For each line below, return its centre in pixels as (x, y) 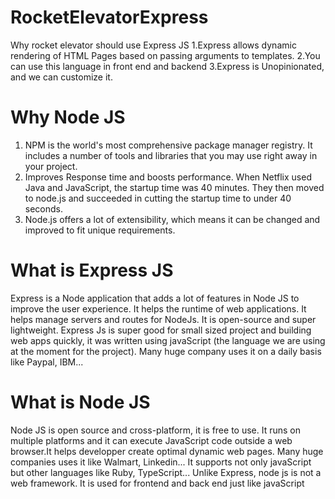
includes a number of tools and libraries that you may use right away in (171, 155)
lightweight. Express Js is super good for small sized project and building (161, 330)
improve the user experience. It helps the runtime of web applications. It (158, 308)
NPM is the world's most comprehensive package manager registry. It (168, 145)
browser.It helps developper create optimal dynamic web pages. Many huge (167, 451)
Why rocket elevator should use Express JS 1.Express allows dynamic (153, 45)
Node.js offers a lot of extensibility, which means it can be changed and (172, 219)
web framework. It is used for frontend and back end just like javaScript (157, 483)
